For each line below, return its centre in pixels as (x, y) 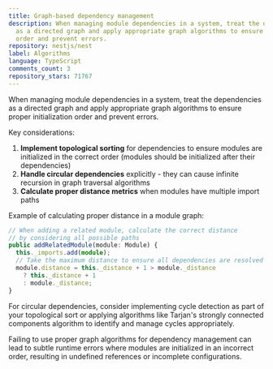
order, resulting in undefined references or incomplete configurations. (125, 356)
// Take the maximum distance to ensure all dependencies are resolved (140, 260)
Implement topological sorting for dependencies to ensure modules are (141, 148)
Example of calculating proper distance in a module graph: (106, 215)
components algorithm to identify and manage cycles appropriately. (122, 323)
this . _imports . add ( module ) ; (63, 253)
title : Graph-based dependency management (81, 16)
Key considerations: (41, 132)
